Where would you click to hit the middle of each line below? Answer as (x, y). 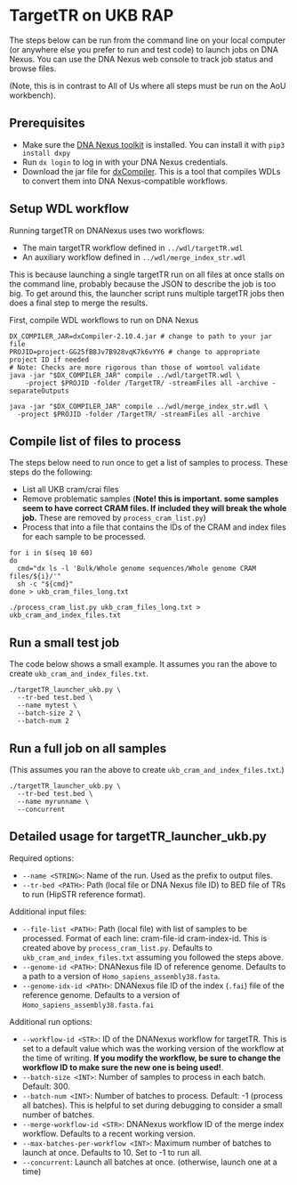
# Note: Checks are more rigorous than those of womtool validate (135, 367)
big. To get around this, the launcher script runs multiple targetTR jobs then (147, 293)
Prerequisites (47, 123)
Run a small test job (64, 642)
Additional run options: (51, 1021)
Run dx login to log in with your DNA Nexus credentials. (125, 162)
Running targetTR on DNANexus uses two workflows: (107, 230)
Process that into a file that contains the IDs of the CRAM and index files (154, 527)
